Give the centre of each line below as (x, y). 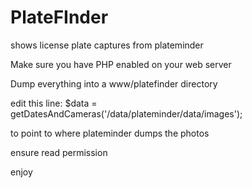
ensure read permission (59, 152)
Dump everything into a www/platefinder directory (114, 83)
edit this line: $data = (54, 103)
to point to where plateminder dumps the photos (110, 133)
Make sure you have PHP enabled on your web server (121, 64)
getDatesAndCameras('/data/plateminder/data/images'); (126, 113)
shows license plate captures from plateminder (107, 45)
